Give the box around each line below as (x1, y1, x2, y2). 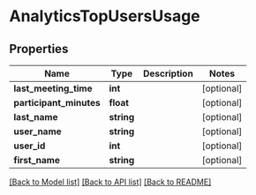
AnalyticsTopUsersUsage (9, 6, 200, 26)
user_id (13, 139, 46, 152)
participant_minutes (13, 97, 101, 109)
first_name (13, 154, 60, 166)
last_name (13, 111, 58, 123)
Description (142, 68, 194, 79)
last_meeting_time (13, 82, 93, 94)
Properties (9, 41, 69, 56)
